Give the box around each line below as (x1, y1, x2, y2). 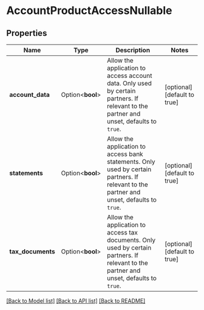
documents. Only (107, 236, 156, 244)
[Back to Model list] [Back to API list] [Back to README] (6, 297, 146, 305)
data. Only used (107, 79, 152, 87)
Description (115, 46, 151, 54)
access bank (107, 150, 144, 158)
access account (107, 71, 152, 80)
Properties (6, 28, 47, 38)
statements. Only (107, 158, 155, 166)
